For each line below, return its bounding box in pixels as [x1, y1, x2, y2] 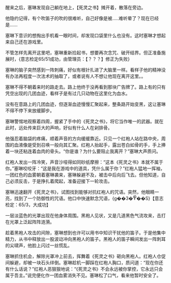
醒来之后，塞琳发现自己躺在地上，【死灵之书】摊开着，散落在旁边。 [5, 5, 146, 10]
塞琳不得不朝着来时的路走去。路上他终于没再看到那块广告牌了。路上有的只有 [5, 84, 166, 90]
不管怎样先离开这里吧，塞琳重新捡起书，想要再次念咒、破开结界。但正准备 [5, 50, 161, 55]
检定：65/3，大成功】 [5, 202, 51, 208]
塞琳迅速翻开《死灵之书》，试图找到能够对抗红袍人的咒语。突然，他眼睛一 [5, 189, 159, 195]
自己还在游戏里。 [9, 39, 46, 45]
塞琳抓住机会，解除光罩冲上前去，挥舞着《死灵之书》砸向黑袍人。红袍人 [5, 253, 157, 259]
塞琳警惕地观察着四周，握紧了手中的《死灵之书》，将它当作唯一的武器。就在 [5, 119, 164, 124]
